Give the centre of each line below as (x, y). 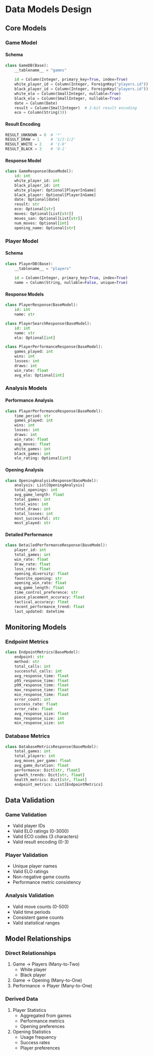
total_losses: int (34, 514)
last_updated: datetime (40, 611)
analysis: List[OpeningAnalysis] (50, 485)
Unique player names (35, 866)
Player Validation (27, 855)
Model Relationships (38, 939)
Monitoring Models (36, 627)
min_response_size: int (40, 723)
